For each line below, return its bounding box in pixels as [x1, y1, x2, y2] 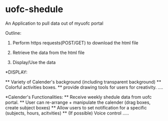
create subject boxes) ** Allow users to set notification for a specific [5, 104, 147, 110]
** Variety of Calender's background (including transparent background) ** [5, 79, 161, 85]
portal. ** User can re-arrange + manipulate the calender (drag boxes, [5, 99, 151, 105]
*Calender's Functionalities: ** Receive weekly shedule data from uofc [5, 94, 152, 100]
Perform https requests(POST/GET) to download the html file [12, 39, 138, 46]
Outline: [5, 30, 22, 36]
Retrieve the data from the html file [12, 49, 85, 55]
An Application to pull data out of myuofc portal [5, 20, 104, 26]
